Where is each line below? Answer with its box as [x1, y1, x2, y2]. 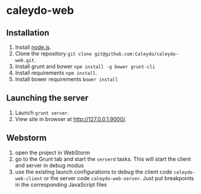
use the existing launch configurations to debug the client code [14, 168, 173, 175]
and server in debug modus [14, 161, 85, 169]
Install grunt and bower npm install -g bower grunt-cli [14, 63, 156, 70]
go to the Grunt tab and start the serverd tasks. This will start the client [14, 155, 191, 163]
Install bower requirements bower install [14, 76, 118, 83]
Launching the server [6, 93, 89, 103]
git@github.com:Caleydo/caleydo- [94, 51, 179, 57]
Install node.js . [14, 43, 51, 51]
